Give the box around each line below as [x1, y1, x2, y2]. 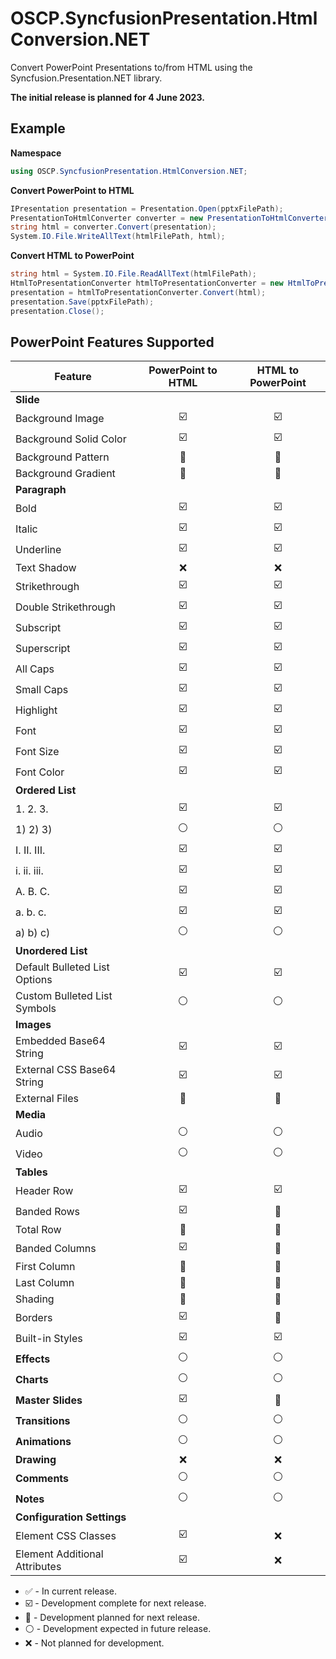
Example [10, 120, 66, 137]
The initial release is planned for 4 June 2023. [10, 91, 205, 103]
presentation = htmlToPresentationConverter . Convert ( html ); [10, 287, 267, 297]
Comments [15, 1471, 70, 1485]
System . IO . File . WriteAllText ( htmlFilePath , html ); [10, 232, 226, 242]
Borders [15, 1310, 53, 1324]
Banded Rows [15, 1204, 81, 1218]
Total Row [15, 1223, 62, 1237]
